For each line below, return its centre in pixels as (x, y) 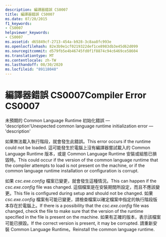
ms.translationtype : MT (30, 56)
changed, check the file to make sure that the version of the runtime (74, 211)
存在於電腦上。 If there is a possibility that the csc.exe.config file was (79, 205)
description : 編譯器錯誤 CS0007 (37, 10)
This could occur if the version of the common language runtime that (88, 160)
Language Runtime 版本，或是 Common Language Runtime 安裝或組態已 (79, 154)
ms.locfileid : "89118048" (32, 70)
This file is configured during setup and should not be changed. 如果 (83, 193)
